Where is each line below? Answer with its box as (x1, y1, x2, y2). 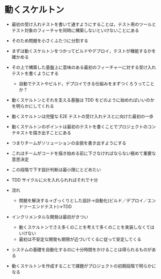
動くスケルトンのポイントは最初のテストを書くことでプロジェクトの (11, 124, 148, 129)
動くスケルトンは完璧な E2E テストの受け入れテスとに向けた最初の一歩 (11, 113, 154, 119)
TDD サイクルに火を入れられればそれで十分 (11, 177, 98, 183)
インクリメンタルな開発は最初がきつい (11, 214, 88, 219)
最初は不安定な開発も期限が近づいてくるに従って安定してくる (18, 236, 142, 242)
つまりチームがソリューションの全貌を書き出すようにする (11, 140, 127, 146)
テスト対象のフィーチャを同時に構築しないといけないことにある (11, 27, 139, 33)
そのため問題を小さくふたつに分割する (11, 37, 88, 44)
